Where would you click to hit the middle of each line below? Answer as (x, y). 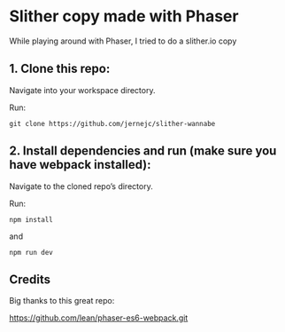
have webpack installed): (81, 165)
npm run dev (31, 252)
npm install (31, 219)
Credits (30, 279)
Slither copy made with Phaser (124, 16)
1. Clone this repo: (60, 69)
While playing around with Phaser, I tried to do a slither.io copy (123, 41)
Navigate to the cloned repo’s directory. (81, 186)
